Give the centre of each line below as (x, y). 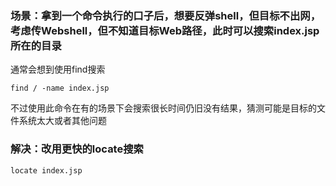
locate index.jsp (46, 170)
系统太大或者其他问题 (62, 121)
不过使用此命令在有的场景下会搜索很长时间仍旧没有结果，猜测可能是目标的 (163, 108)
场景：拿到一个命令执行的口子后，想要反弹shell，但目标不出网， (166, 15)
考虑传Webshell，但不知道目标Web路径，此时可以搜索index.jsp (165, 30)
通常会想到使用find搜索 (58, 69)
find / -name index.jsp (60, 88)
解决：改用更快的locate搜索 (77, 149)
